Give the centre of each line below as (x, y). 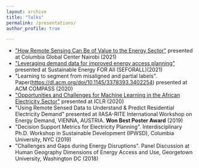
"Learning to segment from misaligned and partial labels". (86, 76)
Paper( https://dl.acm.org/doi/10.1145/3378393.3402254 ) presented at (101, 83)
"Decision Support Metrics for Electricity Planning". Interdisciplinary (99, 127)
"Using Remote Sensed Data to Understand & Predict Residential (95, 108)
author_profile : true (33, 28)
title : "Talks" (25, 17)
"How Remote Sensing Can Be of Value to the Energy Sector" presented (104, 51)
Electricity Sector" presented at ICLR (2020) (69, 102)
